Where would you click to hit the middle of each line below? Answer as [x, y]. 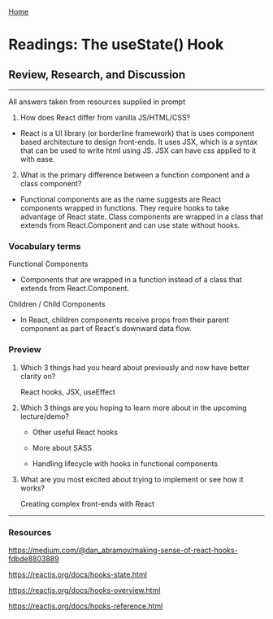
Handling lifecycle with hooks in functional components [125, 464]
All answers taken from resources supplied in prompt [97, 102]
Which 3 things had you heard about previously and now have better [135, 367]
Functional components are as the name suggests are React [121, 199]
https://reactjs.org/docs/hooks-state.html [78, 574]
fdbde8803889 [34, 558]
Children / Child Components [57, 304]
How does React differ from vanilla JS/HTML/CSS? [105, 118]
